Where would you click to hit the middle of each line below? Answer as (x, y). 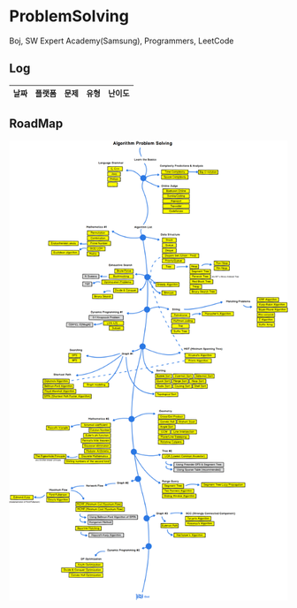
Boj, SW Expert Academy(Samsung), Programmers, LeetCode (122, 41)
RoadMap (36, 124)
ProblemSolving (69, 16)
